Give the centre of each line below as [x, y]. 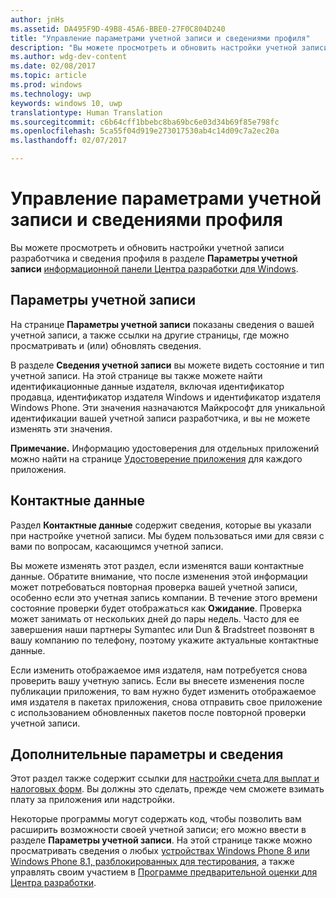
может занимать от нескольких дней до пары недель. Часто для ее [155, 618]
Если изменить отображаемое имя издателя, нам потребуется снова [159, 670]
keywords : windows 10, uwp [66, 103]
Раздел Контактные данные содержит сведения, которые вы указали [161, 525]
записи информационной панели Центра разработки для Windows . [154, 268]
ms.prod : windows [46, 85]
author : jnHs [37, 19]
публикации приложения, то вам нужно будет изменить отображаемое [163, 691]
